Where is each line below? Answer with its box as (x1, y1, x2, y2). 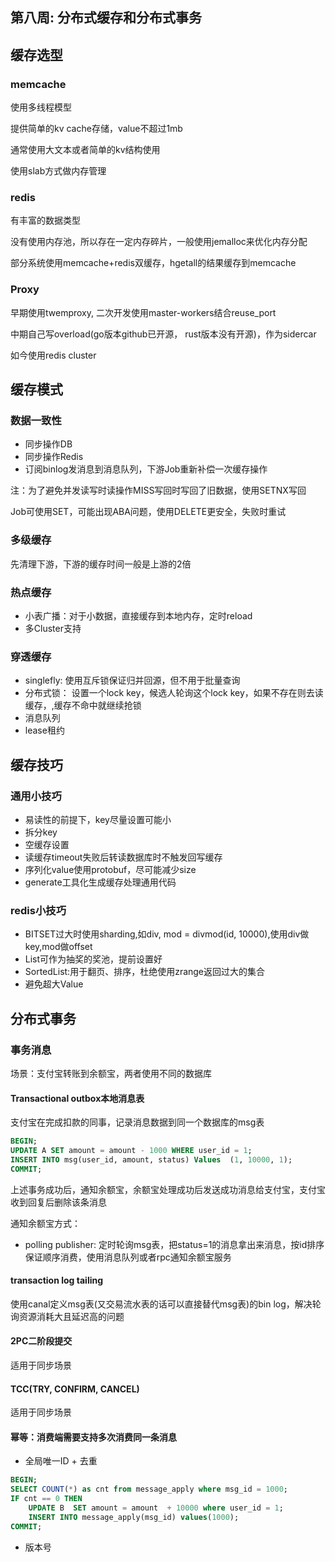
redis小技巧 (10, 903, 67, 917)
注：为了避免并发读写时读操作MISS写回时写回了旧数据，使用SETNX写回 (10, 484, 307, 497)
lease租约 (24, 724, 65, 737)
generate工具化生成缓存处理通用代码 (24, 876, 177, 888)
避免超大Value (24, 978, 84, 990)
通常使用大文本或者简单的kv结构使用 (10, 144, 161, 156)
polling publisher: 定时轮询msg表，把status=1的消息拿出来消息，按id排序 (24, 1238, 325, 1250)
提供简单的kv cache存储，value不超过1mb (10, 123, 183, 135)
